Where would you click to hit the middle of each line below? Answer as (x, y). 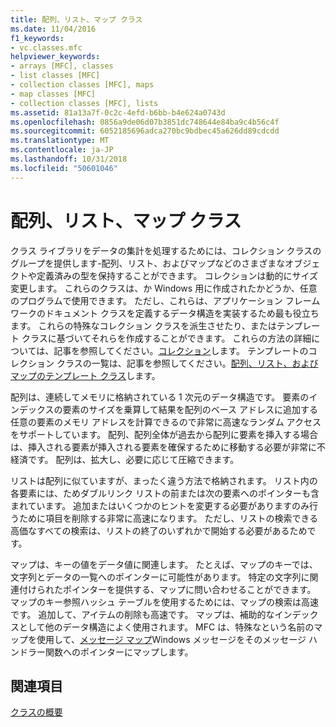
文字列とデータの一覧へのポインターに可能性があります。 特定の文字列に (160, 577)
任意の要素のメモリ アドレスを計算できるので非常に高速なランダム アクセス (166, 422)
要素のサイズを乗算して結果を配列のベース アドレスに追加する (190, 409)
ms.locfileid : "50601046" (64, 168)
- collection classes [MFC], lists (84, 103)
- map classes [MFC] (53, 94)
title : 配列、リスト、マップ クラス (76, 19)
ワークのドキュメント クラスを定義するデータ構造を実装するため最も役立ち (165, 313)
